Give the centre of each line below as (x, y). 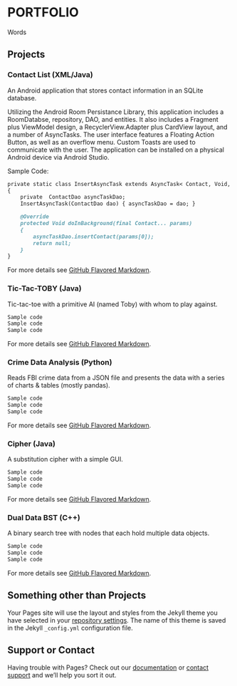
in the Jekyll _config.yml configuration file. (70, 628)
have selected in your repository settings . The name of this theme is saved (117, 620)
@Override (35, 217)
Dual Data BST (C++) (44, 517)
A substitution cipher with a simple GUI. (65, 459)
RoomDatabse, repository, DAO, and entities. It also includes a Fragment (113, 119)
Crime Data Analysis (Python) (60, 363)
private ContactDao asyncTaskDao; (73, 197)
